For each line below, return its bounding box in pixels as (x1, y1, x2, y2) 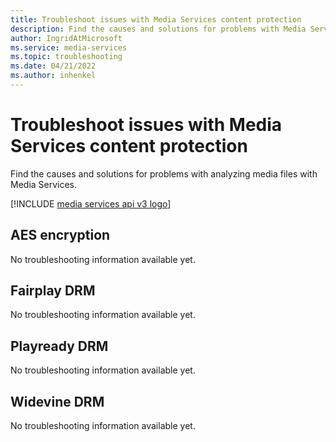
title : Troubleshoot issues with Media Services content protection (10, 14, 302, 25)
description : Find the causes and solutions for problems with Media (10, 24, 307, 34)
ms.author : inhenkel (10, 71, 97, 81)
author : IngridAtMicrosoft (10, 33, 123, 43)
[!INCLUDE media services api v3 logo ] (10, 197, 172, 210)
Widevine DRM (10, 393, 105, 410)
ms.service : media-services (10, 42, 128, 53)
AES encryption (10, 227, 111, 244)
